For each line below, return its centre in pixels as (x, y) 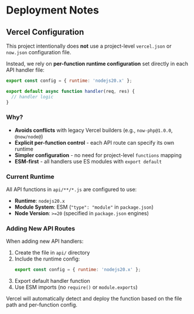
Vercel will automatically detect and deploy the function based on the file (94, 299)
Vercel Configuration (45, 32)
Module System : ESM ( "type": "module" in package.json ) (84, 207)
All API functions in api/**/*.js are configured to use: (72, 189)
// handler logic (33, 97)
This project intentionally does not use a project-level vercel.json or (89, 46)
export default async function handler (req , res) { (70, 91)
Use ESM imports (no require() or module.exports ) (76, 287)
